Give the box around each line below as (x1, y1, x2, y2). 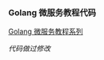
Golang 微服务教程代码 (8, 6, 97, 18)
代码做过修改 (8, 44, 50, 54)
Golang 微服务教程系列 (8, 26, 83, 37)
